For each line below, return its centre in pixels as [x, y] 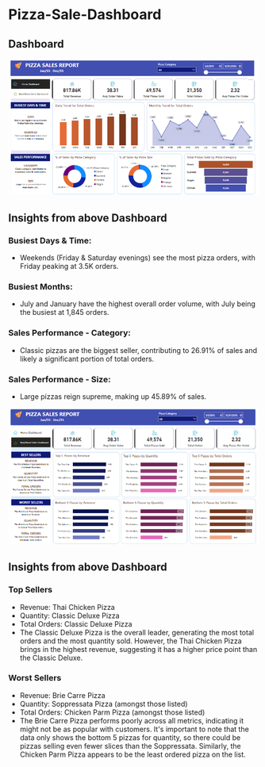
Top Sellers [31, 590]
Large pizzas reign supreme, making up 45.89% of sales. [113, 397]
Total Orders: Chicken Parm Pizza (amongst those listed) [112, 712]
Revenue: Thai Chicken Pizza [67, 607]
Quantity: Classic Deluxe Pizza [70, 616]
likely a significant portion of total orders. [87, 359]
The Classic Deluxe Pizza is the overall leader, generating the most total [137, 632]
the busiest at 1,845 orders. [64, 313]
